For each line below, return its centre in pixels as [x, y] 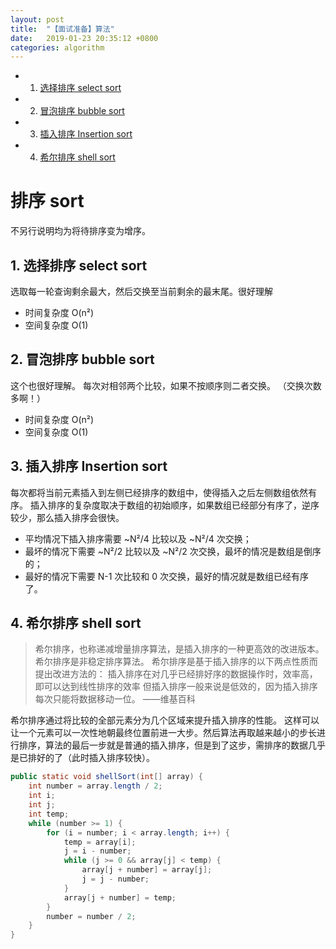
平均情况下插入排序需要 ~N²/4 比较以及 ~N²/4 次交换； [138, 538]
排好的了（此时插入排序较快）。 [91, 758]
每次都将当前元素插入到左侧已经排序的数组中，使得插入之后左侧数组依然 [159, 492]
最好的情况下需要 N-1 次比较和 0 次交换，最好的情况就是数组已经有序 [167, 576]
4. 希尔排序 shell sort [76, 623]
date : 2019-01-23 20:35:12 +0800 [84, 38]
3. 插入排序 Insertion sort [89, 466]
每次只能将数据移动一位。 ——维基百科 [115, 699]
